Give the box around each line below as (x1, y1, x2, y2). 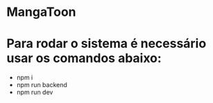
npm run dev (16, 88, 53, 97)
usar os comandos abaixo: (6, 50, 162, 66)
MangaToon (6, 4, 77, 20)
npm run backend (16, 81, 67, 89)
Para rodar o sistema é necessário (6, 36, 207, 52)
